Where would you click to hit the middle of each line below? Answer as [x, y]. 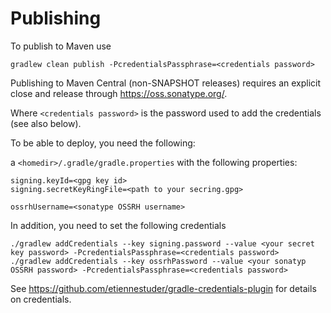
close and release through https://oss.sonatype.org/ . [119, 93]
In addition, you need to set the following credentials [118, 225]
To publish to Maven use [61, 46]
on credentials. [41, 299]
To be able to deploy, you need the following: [103, 143]
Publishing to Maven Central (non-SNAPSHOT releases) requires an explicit [166, 83]
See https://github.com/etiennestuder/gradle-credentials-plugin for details [163, 288]
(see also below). [46, 123]
